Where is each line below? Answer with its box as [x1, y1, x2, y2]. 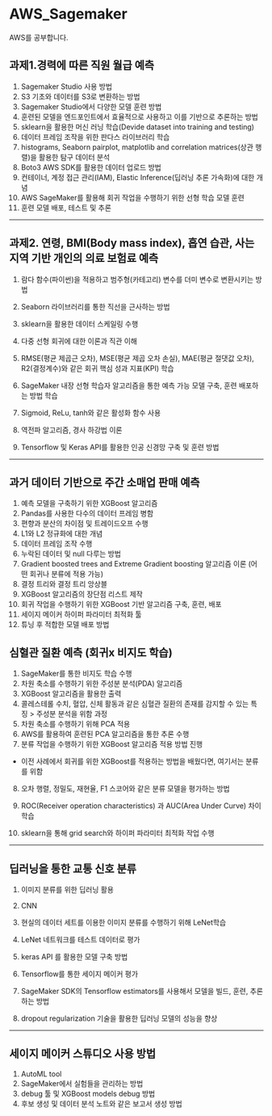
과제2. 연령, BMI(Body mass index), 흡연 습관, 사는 [9, 236, 255, 251]
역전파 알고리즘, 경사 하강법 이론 [20, 425, 123, 435]
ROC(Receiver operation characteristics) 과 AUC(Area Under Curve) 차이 [20, 801, 262, 811]
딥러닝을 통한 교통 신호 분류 [9, 861, 136, 875]
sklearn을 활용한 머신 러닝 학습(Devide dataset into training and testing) [20, 122, 255, 132]
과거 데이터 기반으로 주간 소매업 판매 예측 [9, 475, 200, 489]
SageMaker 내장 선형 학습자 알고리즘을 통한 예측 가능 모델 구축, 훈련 [20, 381, 237, 390]
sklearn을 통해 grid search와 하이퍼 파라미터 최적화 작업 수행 [20, 828, 215, 838]
